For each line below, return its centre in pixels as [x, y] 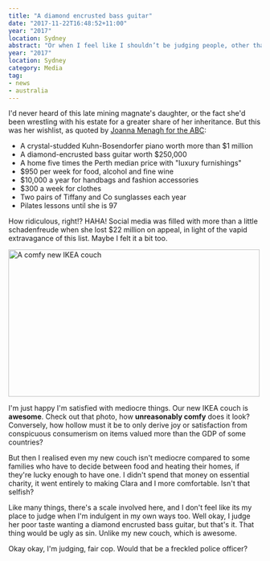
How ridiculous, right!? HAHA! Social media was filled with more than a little [133, 221]
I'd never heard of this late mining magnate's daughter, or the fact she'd [127, 113]
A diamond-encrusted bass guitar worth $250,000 [103, 154]
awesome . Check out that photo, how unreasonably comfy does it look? [129, 417]
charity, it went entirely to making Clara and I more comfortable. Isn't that [129, 484]
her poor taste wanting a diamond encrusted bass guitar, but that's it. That [131, 525]
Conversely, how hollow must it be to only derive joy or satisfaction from [128, 425]
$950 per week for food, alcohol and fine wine [97, 172]
